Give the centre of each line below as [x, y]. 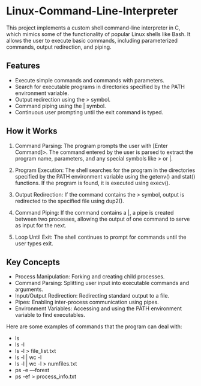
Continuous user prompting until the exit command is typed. [89, 112]
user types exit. [34, 243]
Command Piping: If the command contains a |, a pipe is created [94, 212]
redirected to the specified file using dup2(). [69, 201]
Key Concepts [33, 262]
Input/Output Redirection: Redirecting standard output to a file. [92, 296]
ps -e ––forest [32, 370]
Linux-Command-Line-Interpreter [92, 11]
